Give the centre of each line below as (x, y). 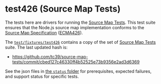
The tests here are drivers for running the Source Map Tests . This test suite (80, 22)
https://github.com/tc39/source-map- (50, 56)
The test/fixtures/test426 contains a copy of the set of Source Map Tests (80, 42)
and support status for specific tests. (42, 76)
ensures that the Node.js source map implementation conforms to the (75, 27)
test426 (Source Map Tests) (63, 9)
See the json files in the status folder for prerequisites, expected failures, (78, 71)
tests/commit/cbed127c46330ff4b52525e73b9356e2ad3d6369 (76, 62)
